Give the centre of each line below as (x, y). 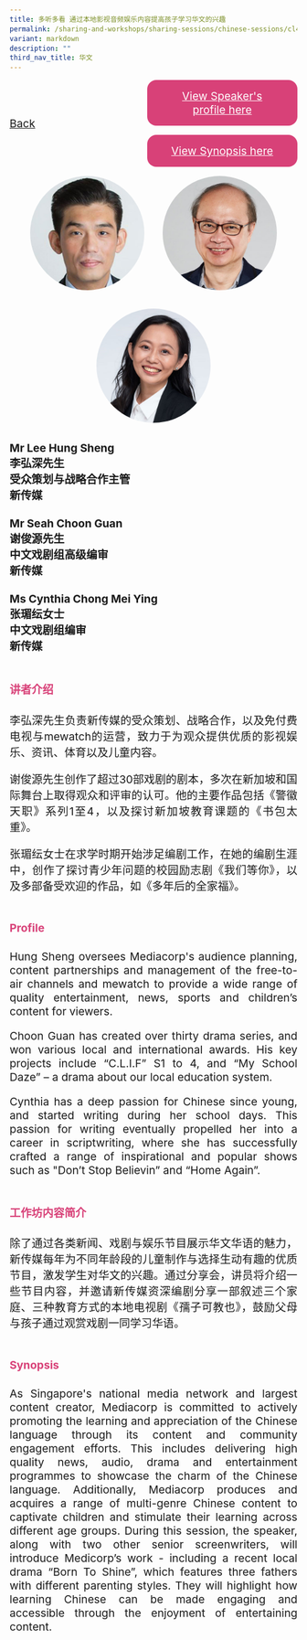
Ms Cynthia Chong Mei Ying (84, 599)
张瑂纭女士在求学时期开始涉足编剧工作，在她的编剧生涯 (153, 854)
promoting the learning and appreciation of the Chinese (153, 1421)
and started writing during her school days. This (153, 1115)
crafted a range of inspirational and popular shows (153, 1156)
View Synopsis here (222, 151)
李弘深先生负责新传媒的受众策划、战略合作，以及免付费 (153, 720)
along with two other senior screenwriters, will (153, 1544)
